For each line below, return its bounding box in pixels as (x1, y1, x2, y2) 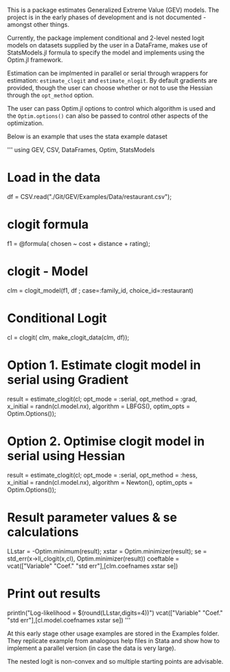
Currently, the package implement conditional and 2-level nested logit (7, 34, 205, 42)
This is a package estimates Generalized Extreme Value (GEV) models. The (7, 6, 220, 14)
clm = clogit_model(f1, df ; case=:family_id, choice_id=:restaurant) (7, 286, 194, 295)
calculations (7, 524, 79, 540)
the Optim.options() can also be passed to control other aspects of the (7, 112, 208, 120)
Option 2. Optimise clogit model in (7, 433, 205, 449)
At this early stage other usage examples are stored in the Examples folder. (7, 629, 220, 638)
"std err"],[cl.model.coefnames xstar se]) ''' (7, 616, 131, 624)
